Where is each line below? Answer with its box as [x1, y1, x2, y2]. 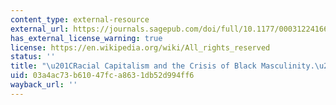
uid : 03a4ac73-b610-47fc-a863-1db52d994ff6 [10, 71, 195, 81]
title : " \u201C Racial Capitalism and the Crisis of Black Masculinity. [10, 61, 315, 71]
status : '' [10, 52, 56, 62]
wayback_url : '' [10, 80, 78, 90]
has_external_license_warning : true [10, 33, 163, 43]
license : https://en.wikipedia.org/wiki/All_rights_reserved [10, 42, 271, 53]
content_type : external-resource [10, 14, 150, 25]
